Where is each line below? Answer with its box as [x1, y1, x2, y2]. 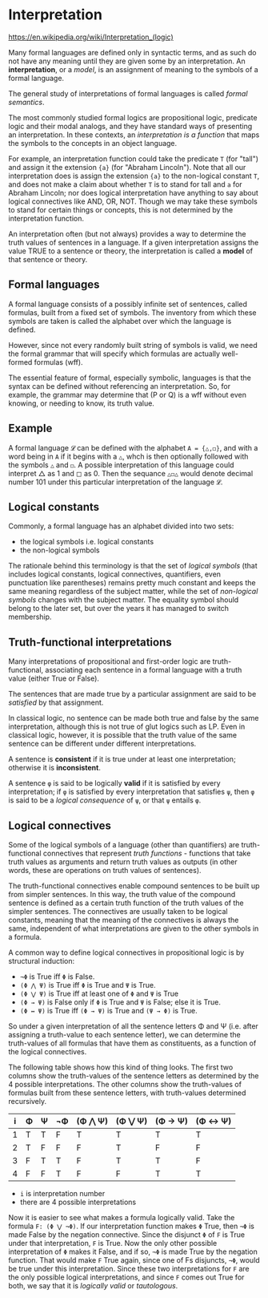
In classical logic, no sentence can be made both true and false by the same [8, 714, 259, 723]
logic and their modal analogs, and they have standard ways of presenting [8, 121, 253, 131]
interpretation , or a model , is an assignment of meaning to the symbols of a [8, 64, 258, 74]
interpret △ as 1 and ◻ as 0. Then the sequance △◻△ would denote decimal [8, 468, 254, 478]
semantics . [8, 97, 46, 107]
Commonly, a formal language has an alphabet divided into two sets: [8, 521, 234, 531]
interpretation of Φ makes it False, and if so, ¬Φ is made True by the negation [8, 1247, 258, 1256]
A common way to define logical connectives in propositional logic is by [8, 948, 245, 957]
